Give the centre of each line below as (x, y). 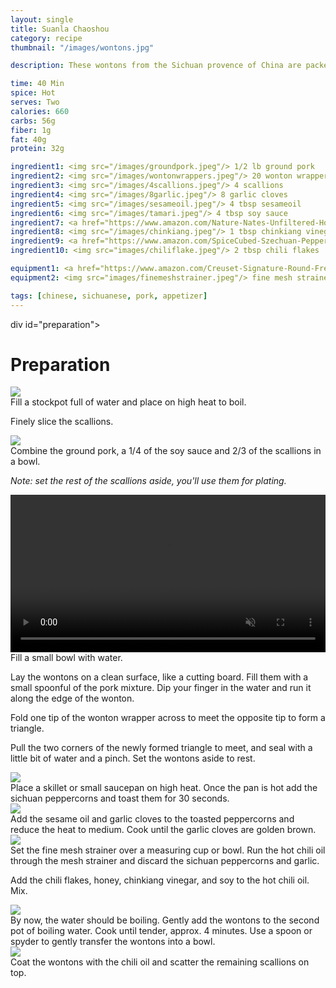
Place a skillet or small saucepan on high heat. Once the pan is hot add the (164, 788)
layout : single (42, 19)
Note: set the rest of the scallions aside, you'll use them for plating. (148, 481)
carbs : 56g (33, 121)
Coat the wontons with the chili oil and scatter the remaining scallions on (160, 962)
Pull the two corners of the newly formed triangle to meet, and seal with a (161, 748)
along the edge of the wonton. (72, 698)
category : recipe (46, 38)
